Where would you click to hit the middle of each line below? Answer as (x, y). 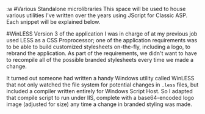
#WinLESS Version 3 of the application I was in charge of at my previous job (102, 34)
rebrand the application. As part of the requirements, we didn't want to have (102, 53)
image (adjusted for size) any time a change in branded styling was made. (99, 104)
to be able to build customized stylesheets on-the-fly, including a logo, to (99, 47)
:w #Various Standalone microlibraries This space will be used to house (96, 9)
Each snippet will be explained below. (53, 22)
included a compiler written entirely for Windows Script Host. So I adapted (100, 91)
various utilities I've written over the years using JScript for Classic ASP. (97, 15)
